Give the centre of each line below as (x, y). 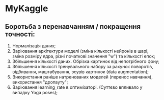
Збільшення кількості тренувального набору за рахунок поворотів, (82, 67)
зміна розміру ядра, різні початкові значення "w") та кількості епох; (84, 56)
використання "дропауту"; (40, 82)
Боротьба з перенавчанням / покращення (73, 27)
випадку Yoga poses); (35, 92)
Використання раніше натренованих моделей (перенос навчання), (82, 77)
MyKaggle (27, 9)
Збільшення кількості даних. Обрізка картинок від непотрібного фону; (86, 61)
